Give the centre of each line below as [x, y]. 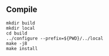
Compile [22, 10]
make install [22, 48]
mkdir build [21, 23]
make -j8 [17, 43]
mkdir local [21, 28]
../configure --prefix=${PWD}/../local [55, 38]
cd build [17, 33]
